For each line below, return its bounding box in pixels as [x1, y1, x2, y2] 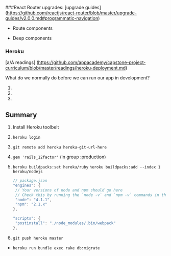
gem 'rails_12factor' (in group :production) [12, 154, 106, 160]
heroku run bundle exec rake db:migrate [12, 245, 100, 250]
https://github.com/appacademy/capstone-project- [38, 59, 146, 66]
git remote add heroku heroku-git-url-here [12, 145, 107, 150]
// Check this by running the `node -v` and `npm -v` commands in [15, 192, 159, 198]
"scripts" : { [12, 216, 41, 221]
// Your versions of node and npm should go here [15, 187, 123, 193]
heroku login [12, 135, 41, 140]
